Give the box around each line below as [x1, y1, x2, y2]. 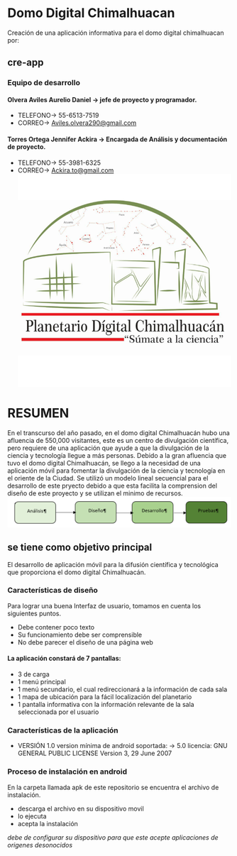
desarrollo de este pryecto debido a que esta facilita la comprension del [7, 481, 218, 490]
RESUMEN [7, 405, 70, 422]
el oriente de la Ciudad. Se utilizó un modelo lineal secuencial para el [7, 473, 209, 482]
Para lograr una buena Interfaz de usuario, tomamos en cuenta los [7, 601, 201, 610]
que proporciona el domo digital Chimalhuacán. [7, 568, 146, 576]
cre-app [7, 57, 44, 69]
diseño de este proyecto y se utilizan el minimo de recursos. [7, 488, 183, 498]
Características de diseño [7, 586, 98, 596]
